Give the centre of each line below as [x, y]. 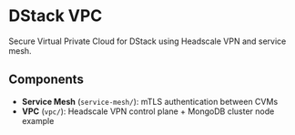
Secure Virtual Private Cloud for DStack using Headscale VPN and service [147, 41]
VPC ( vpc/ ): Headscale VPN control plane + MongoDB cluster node [148, 111]
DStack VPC [56, 16]
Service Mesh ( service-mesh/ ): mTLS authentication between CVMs [150, 101]
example [38, 120]
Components [46, 80]
